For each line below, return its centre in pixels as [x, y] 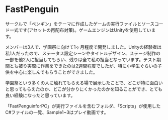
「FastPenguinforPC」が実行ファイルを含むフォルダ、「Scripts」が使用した [83, 106]
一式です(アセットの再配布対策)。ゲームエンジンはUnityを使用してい [80, 30]
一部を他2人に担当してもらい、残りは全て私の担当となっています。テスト [81, 59]
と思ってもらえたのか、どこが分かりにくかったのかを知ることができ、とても [84, 89]
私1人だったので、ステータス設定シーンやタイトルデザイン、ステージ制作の [83, 53]
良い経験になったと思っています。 [40, 95]
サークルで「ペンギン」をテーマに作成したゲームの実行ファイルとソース [80, 24]
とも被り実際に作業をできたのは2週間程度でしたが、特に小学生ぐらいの [83, 66]
